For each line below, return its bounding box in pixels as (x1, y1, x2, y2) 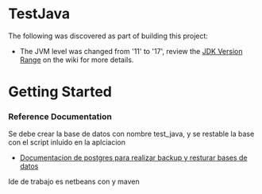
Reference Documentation (8, 111, 113, 122)
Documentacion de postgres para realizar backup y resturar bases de (19, 153, 248, 163)
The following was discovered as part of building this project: (8, 31, 209, 41)
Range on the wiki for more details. (19, 55, 134, 64)
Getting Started (8, 83, 113, 101)
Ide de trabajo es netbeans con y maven (8, 177, 141, 187)
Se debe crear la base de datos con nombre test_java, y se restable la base (8, 129, 255, 139)
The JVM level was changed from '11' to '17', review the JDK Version (19, 46, 243, 56)
